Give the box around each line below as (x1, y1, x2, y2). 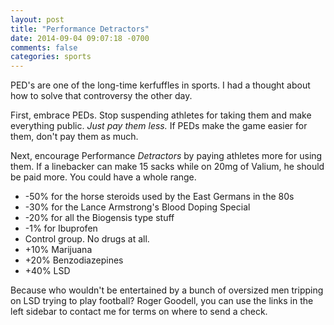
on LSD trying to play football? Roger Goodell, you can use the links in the (10, 295, 314, 307)
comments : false (10, 42, 78, 53)
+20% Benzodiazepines (24, 254, 124, 266)
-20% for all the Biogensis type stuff (24, 212, 175, 224)
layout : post (10, 14, 65, 25)
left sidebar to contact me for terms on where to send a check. (10, 306, 268, 318)
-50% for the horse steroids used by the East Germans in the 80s (24, 191, 295, 203)
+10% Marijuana (24, 244, 93, 256)
